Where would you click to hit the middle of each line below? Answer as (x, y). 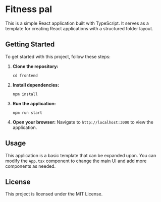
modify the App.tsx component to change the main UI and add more (76, 161)
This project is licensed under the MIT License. (54, 194)
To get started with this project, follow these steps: (58, 56)
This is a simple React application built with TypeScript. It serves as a (77, 23)
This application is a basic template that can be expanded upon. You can (81, 155)
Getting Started (30, 45)
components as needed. (31, 166)
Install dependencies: (36, 85)
